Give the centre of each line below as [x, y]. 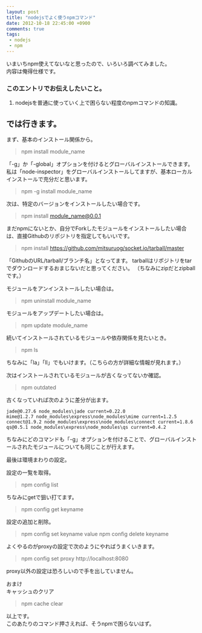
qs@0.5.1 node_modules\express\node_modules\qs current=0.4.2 [86, 427]
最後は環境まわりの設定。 [38, 459]
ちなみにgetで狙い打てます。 [42, 497]
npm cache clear [42, 603]
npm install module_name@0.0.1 [61, 216]
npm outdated [38, 387]
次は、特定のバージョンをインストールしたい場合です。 [75, 204]
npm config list [40, 485]
